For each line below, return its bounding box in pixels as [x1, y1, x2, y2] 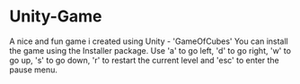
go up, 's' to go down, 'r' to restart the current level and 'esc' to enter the [9, 55, 280, 65]
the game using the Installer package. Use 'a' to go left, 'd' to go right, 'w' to [9, 45, 292, 55]
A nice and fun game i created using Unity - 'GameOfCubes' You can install [9, 36, 289, 46]
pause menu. [9, 64, 58, 75]
